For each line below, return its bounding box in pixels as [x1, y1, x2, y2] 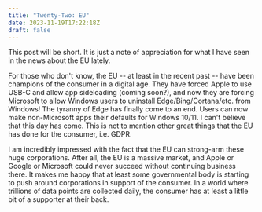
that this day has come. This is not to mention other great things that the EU [8, 121, 253, 130]
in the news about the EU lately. [8, 56, 111, 65]
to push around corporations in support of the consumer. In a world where [8, 178, 249, 188]
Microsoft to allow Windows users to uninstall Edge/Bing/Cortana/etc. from [8, 96, 251, 106]
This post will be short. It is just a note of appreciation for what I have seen [8, 48, 250, 57]
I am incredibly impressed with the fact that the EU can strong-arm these [8, 144, 245, 154]
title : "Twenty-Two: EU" [8, 11, 90, 20]
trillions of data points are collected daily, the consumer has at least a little [8, 186, 249, 196]
